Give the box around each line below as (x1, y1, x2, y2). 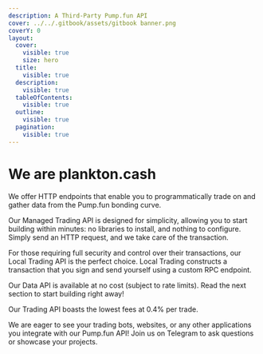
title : (15, 64, 37, 72)
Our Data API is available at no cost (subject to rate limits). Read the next (8, 280, 247, 290)
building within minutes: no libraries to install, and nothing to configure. (8, 224, 241, 233)
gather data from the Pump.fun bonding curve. (8, 200, 162, 209)
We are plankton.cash (8, 165, 157, 183)
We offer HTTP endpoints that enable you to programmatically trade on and (8, 191, 257, 201)
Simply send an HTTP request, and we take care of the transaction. (8, 233, 229, 242)
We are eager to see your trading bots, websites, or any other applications (8, 320, 252, 329)
